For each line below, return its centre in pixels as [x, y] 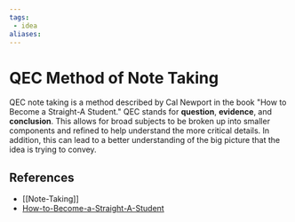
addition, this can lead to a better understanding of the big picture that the [145, 140]
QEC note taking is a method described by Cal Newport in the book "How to [148, 102]
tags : [19, 17]
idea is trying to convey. [53, 150]
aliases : [25, 34]
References [42, 177]
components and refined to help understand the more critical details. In [140, 131]
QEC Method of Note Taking [114, 78]
